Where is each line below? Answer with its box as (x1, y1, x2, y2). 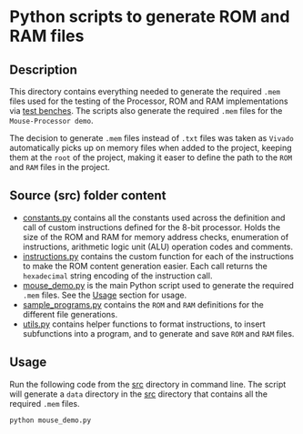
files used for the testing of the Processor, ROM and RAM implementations (9, 96, 288, 106)
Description (9, 62, 77, 77)
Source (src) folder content (9, 188, 167, 204)
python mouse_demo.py (9, 416, 92, 425)
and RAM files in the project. (9, 162, 111, 172)
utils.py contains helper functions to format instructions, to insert (22, 318, 266, 329)
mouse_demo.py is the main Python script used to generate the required (22, 279, 294, 290)
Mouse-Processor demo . (9, 116, 94, 126)
